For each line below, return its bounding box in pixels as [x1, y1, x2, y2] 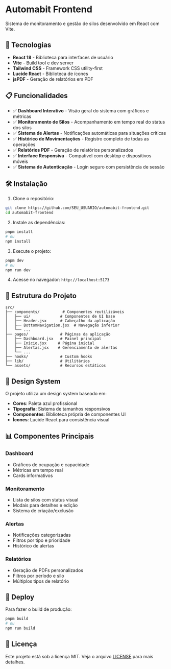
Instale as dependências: [12, 220, 65, 226]
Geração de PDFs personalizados [12, 567, 83, 573]
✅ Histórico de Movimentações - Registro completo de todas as [12, 135, 149, 141]
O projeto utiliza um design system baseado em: [5, 391, 107, 396]
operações [12, 141, 36, 148]
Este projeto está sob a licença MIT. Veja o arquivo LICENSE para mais [5, 653, 154, 659]
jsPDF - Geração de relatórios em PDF [12, 76, 93, 82]
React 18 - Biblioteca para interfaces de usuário [12, 54, 113, 60]
